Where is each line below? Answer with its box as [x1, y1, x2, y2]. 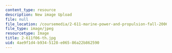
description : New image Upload [5, 12, 72, 17]
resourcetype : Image [5, 31, 50, 36]
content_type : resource [5, 7, 56, 13]
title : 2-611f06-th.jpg [5, 36, 56, 41]
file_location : [5, 21, 38, 27]
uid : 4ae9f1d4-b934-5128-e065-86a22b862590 [5, 40, 100, 45]
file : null [5, 17, 29, 22]
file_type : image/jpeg [5, 26, 54, 31]
